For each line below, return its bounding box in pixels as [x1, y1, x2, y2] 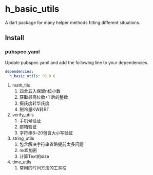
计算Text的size [19, 153, 50, 159]
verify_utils [12, 112, 34, 118]
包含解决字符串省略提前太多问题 [19, 141, 84, 147]
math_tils [12, 82, 30, 88]
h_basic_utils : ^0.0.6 [9, 73, 56, 79]
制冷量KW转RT [19, 107, 50, 112]
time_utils [12, 159, 32, 165]
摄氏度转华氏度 [19, 100, 50, 106]
